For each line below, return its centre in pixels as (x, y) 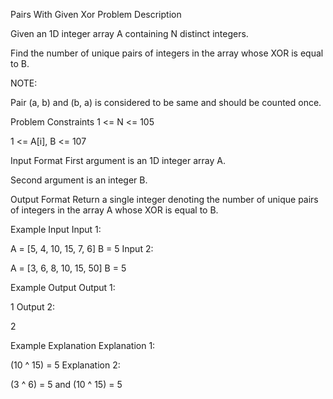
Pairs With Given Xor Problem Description (96, 14)
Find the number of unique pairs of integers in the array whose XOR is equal (167, 53)
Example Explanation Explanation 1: (83, 345)
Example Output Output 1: (63, 287)
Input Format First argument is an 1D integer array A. (118, 160)
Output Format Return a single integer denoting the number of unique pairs (164, 199)
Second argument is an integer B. (79, 180)
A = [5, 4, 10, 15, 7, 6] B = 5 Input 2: (82, 248)
